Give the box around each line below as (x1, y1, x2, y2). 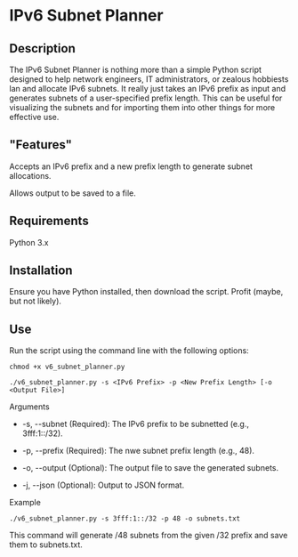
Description (9, 41, 76, 56)
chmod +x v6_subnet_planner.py (9, 362, 125, 372)
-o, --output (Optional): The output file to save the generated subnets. (21, 463, 278, 473)
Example (9, 497, 42, 508)
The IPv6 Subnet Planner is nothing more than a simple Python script (9, 64, 262, 75)
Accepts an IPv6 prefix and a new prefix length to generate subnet (9, 161, 254, 172)
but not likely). (9, 295, 62, 307)
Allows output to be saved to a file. (9, 188, 136, 198)
